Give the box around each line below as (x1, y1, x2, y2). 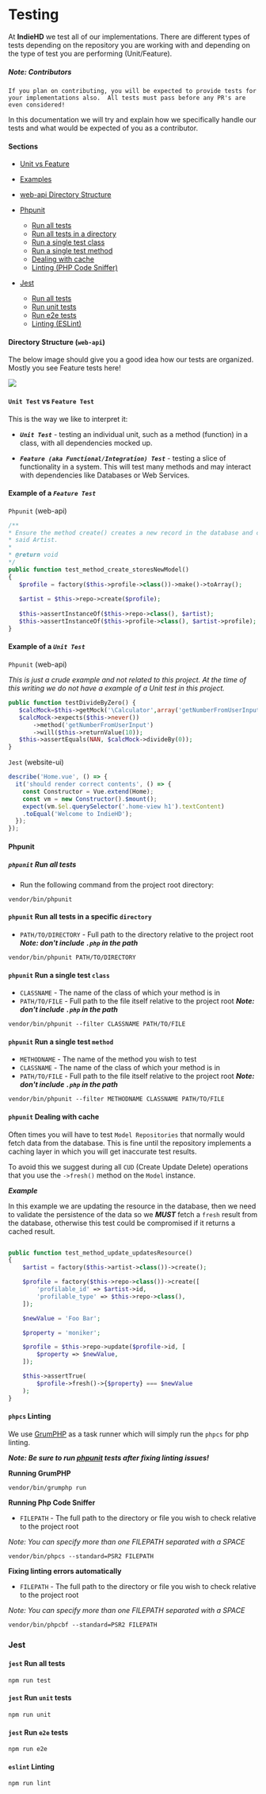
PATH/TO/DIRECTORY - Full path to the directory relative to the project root (19, 930, 254, 939)
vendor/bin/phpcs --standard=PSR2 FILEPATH (8, 1552, 154, 1560)
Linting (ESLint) (31, 319, 82, 329)
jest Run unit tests (8, 1693, 72, 1703)
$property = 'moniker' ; (22, 1328, 101, 1336)
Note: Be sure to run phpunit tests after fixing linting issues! (8, 1452, 210, 1463)
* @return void (8, 551, 59, 559)
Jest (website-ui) (8, 757, 65, 767)
